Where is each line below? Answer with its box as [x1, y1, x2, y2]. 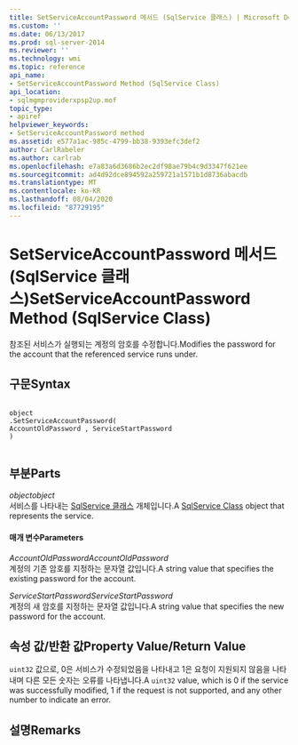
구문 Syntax [9, 377, 71, 392]
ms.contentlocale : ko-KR [9, 187, 101, 196]
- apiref [9, 112, 42, 121]
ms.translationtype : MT [9, 179, 98, 188]
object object [9, 490, 55, 501]
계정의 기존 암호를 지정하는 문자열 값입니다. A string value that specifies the [9, 563, 274, 573]
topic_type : [9, 104, 53, 113]
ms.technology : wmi [9, 54, 82, 63]
